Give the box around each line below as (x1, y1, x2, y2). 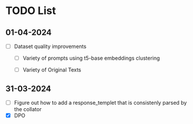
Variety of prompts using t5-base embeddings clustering (22, 54, 160, 62)
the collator (13, 106, 42, 113)
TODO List (5, 4, 56, 18)
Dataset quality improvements (13, 43, 87, 50)
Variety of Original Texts (22, 66, 82, 74)
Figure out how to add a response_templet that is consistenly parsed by (13, 99, 187, 106)
